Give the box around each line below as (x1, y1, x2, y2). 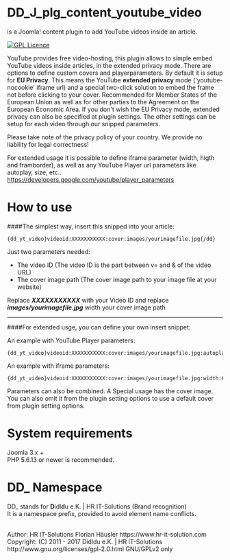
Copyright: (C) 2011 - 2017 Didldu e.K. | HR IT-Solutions (7, 537, 163, 546)
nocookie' (7, 83, 36, 91)
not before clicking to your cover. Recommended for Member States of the (7, 91, 218, 99)
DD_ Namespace (7, 480, 103, 495)
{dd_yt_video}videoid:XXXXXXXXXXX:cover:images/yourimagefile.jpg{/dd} (7, 235, 216, 242)
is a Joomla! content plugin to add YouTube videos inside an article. (7, 27, 198, 36)
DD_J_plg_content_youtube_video (7, 5, 202, 21)
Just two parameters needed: (7, 247, 90, 255)
